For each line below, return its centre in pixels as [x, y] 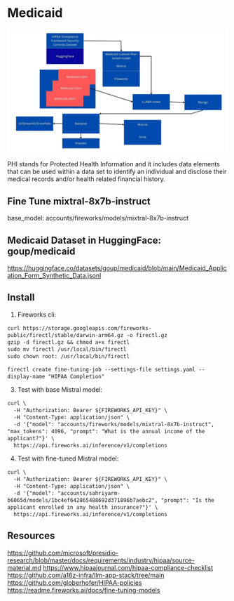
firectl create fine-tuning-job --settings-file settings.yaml [102, 369]
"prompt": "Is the [188, 500]
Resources [31, 536]
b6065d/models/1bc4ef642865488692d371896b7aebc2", [83, 500]
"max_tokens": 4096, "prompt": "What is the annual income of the [106, 431]
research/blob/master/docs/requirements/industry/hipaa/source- [101, 560]
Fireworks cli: [37, 315]
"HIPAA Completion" [76, 376]
